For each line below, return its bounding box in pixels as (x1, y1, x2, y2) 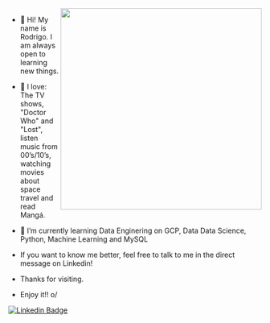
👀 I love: (19, 82, 47, 91)
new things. (19, 66, 59, 76)
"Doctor (19, 108, 47, 117)
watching (19, 159, 51, 168)
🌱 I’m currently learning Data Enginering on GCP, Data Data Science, (19, 226, 247, 235)
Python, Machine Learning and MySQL (19, 234, 149, 244)
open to (19, 49, 46, 59)
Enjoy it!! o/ (19, 290, 58, 299)
